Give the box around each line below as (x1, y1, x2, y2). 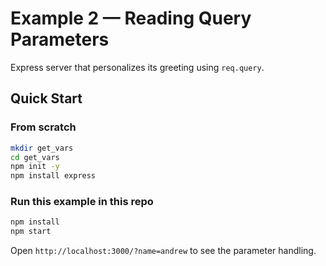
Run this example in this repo (10, 195, 154, 209)
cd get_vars (10, 152, 60, 162)
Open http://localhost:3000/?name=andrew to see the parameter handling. (10, 245, 317, 257)
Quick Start (10, 90, 83, 107)
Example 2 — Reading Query (10, 7, 252, 30)
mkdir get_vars (10, 143, 74, 153)
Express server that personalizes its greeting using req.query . (10, 61, 265, 73)
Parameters (10, 28, 110, 51)
